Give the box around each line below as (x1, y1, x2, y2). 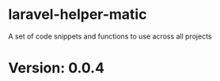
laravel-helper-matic (8, 6, 147, 24)
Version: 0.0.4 (8, 59, 105, 77)
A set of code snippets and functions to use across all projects (8, 31, 212, 41)
